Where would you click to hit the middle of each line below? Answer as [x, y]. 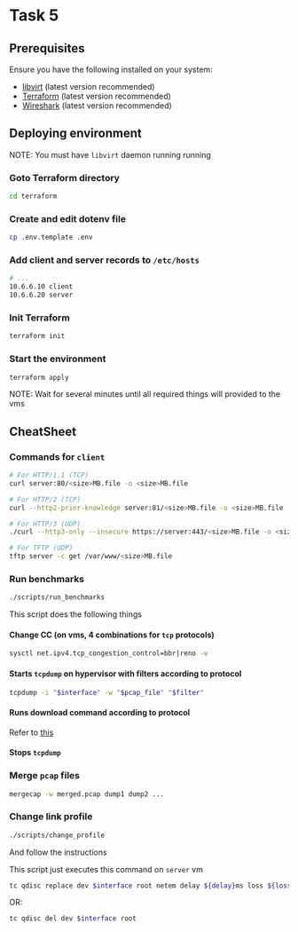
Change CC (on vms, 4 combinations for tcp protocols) [112, 635]
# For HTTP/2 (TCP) [45, 499]
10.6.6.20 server [41, 295]
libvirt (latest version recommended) [88, 87]
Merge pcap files [45, 776]
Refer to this [31, 732]
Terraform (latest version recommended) [96, 96]
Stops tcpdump [35, 753]
